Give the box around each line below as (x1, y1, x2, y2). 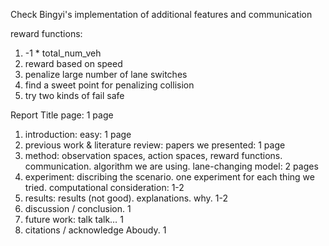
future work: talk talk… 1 (24, 214, 124, 225)
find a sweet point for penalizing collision (24, 79, 195, 91)
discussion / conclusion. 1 (24, 203, 132, 214)
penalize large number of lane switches (24, 69, 188, 80)
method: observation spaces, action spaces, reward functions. (24, 150, 283, 161)
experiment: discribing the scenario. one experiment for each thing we (24, 171, 315, 183)
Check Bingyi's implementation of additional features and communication (10, 9, 313, 20)
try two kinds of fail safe (24, 90, 125, 101)
